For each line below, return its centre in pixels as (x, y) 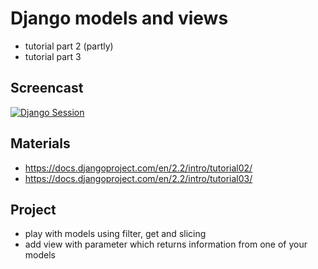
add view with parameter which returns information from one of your (166, 244)
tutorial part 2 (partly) (69, 46)
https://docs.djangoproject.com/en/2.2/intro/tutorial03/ (138, 178)
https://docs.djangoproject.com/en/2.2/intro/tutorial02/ (138, 168)
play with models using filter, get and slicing (115, 234)
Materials (40, 143)
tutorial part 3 (53, 56)
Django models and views (119, 18)
